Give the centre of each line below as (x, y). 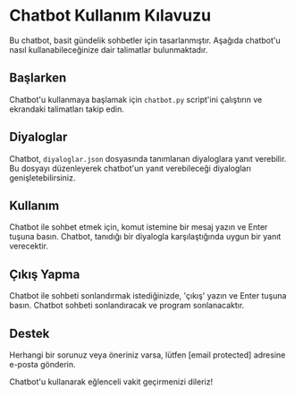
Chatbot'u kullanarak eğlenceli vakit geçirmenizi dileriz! (111, 382)
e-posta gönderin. (42, 364)
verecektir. (29, 246)
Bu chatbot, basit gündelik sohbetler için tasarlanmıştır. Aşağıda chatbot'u (145, 40)
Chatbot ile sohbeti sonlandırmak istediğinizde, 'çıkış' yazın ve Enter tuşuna (148, 296)
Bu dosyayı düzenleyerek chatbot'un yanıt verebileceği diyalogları (131, 168)
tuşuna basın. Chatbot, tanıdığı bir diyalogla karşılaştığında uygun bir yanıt (145, 237)
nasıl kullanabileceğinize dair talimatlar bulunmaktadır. (109, 49)
